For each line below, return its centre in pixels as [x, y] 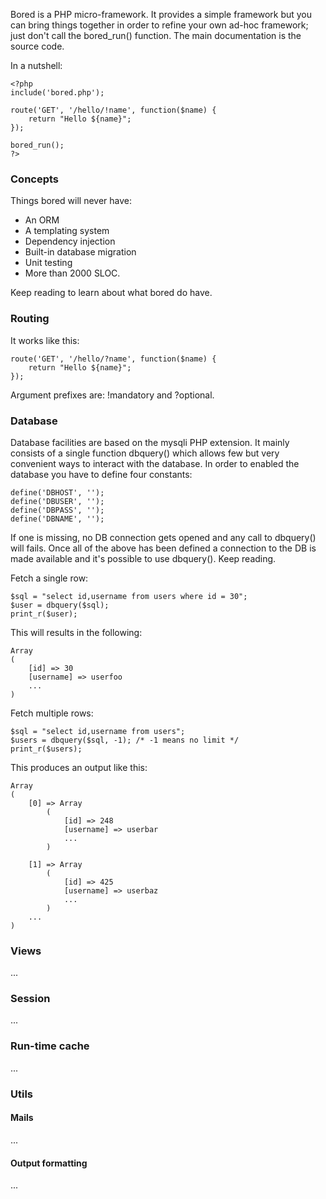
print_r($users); [46, 749]
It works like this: [45, 340]
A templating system [67, 231]
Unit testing [48, 263]
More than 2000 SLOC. [72, 273]
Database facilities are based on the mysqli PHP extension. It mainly [150, 442]
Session [30, 999]
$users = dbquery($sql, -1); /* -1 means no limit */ [125, 740]
